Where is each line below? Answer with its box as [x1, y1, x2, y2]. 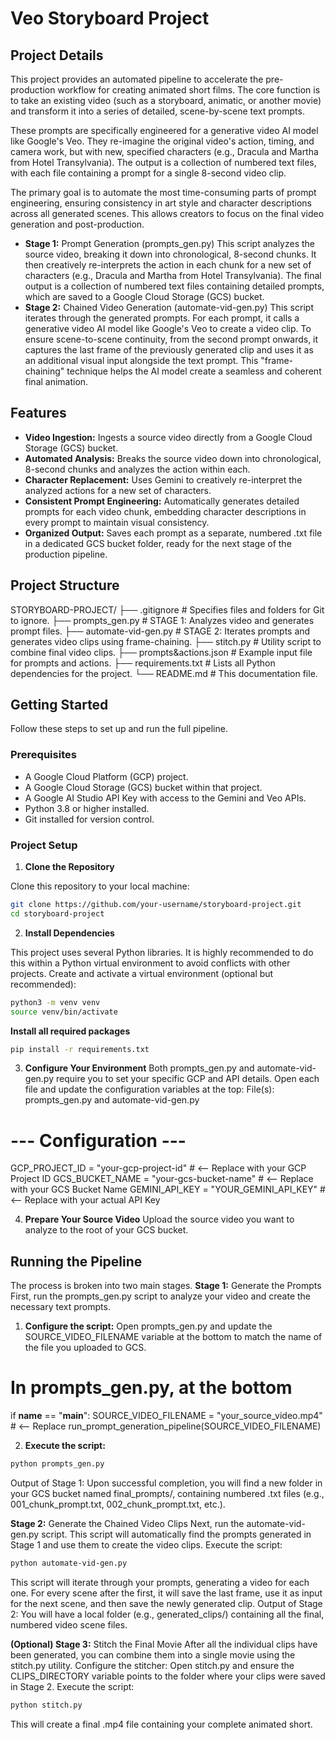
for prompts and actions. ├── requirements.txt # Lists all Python [10, 657, 276, 669]
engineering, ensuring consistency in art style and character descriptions [10, 197, 312, 209]
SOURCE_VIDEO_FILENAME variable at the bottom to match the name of [24, 1331, 323, 1343]
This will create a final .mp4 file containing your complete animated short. [10, 1718, 313, 1730]
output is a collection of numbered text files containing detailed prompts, [24, 280, 325, 292]
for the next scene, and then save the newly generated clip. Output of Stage [10, 1597, 323, 1609]
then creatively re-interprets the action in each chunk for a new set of [24, 259, 312, 271]
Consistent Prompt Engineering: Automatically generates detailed [24, 495, 300, 507]
